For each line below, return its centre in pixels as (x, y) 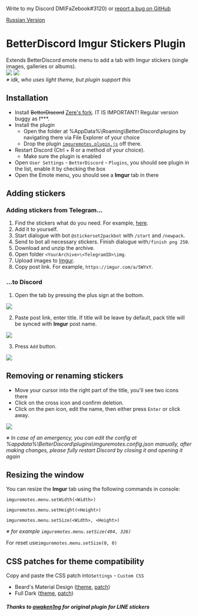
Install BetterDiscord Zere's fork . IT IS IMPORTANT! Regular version (96, 112)
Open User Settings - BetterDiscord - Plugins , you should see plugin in (102, 162)
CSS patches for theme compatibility (75, 561)
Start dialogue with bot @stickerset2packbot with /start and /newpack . (100, 236)
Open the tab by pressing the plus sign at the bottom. (79, 295)
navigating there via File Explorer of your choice (82, 137)
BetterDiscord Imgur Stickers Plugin (96, 44)
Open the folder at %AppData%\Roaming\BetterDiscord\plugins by (105, 131)
